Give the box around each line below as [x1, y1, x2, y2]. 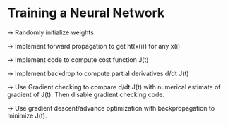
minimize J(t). [7, 111, 47, 120]
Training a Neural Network [7, 5, 165, 21]
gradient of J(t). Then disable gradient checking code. [7, 90, 164, 99]
